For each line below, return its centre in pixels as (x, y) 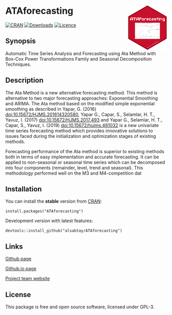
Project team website (28, 279)
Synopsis (20, 41)
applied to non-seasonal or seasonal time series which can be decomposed (85, 162)
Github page (18, 259)
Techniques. (18, 64)
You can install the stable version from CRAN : (54, 201)
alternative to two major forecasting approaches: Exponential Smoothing (82, 98)
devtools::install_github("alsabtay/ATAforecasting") (64, 231)
